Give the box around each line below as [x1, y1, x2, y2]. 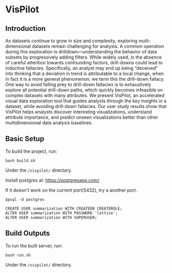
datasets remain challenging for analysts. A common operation [32, 43, 164, 49]
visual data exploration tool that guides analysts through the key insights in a [5, 98, 167, 104]
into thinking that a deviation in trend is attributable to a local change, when [5, 70, 164, 77]
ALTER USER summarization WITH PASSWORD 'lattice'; [5, 210, 118, 215]
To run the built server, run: [5, 243, 63, 249]
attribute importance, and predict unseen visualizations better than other [5, 114, 159, 120]
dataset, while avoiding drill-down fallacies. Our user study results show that [5, 103, 167, 109]
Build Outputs [5, 229, 50, 238]
